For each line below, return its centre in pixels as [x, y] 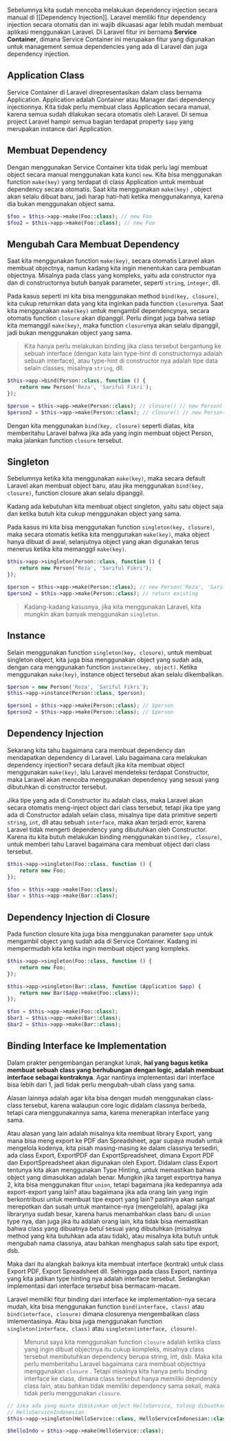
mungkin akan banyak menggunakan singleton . [92, 614]
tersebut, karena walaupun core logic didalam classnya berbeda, [115, 1105]
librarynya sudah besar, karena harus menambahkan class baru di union [109, 1213]
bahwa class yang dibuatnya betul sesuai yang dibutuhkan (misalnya [104, 1228]
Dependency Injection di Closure [79, 917]
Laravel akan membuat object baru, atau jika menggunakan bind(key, [106, 486]
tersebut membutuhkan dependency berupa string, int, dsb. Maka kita [123, 1356]
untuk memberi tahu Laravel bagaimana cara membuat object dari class [109, 844]
